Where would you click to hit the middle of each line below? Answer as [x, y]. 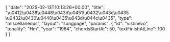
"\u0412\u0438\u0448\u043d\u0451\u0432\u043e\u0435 [67, 13]
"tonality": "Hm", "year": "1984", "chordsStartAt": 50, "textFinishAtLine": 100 [85, 29]
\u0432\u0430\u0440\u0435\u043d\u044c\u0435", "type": [69, 18]
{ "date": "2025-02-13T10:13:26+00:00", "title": [55, 7]
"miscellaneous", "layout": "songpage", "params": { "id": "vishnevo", [77, 23]
